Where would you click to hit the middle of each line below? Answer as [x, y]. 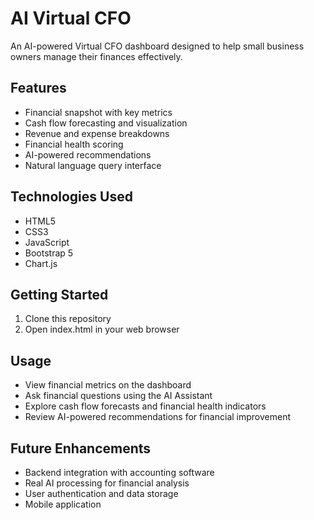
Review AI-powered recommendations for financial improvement [158, 417]
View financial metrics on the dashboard [108, 385]
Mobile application [63, 504]
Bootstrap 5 [49, 253]
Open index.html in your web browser [102, 329]
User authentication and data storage [101, 493]
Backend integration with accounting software [119, 472]
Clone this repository [68, 319]
